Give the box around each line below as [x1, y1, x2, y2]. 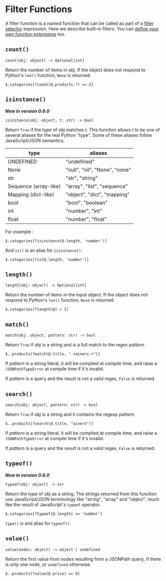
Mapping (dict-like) [8, 191, 54, 198]
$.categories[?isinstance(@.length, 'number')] [5, 238, 107, 244]
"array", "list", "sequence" [65, 182, 128, 189]
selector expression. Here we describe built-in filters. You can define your [5, 25, 159, 31]
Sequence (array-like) [8, 182, 61, 189]
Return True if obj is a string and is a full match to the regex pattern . [5, 342, 146, 348]
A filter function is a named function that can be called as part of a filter [5, 20, 154, 26]
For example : [5, 228, 34, 235]
